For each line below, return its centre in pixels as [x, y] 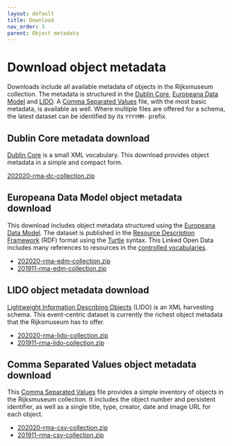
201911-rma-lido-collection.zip [61, 342]
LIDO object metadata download [78, 290]
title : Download [31, 20]
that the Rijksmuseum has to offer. [56, 321]
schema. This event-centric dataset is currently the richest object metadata [115, 314]
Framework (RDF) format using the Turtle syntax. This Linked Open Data [110, 240]
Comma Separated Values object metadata [102, 365]
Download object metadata [87, 67]
